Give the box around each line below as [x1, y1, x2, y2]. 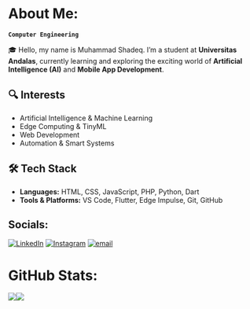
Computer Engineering [8, 31, 79, 39]
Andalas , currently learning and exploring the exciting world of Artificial [8, 56, 243, 65]
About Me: [8, 5, 79, 23]
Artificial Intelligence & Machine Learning [19, 113, 153, 123]
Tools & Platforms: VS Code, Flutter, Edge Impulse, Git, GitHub [19, 195, 223, 204]
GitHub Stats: [8, 267, 98, 284]
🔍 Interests [8, 88, 65, 102]
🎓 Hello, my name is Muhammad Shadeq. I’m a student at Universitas [8, 45, 237, 54]
